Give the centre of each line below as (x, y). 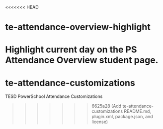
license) (100, 122)
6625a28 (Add (107, 106)
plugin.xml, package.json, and (122, 117)
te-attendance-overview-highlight (78, 27)
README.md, (138, 111)
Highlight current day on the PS (71, 50)
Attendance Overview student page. (82, 60)
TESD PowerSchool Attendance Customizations (54, 96)
